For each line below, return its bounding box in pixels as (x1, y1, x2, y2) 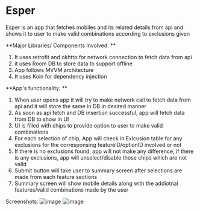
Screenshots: (5, 198, 39, 205)
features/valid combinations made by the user (14, 186, 129, 193)
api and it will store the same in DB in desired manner (14, 102, 147, 109)
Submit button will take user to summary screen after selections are (14, 167, 183, 174)
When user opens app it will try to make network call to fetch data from (14, 96, 191, 103)
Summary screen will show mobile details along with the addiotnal (14, 180, 178, 187)
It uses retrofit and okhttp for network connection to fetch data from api (14, 53, 192, 60)
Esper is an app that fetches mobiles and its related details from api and (5, 24, 184, 31)
